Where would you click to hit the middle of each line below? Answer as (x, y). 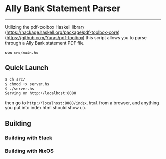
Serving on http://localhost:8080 (41, 93)
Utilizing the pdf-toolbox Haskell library (45, 27)
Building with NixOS (30, 151)
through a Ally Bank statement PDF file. (45, 43)
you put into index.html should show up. (46, 108)
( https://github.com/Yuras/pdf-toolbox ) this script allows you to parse (76, 37)
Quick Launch (27, 68)
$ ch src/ (15, 79)
